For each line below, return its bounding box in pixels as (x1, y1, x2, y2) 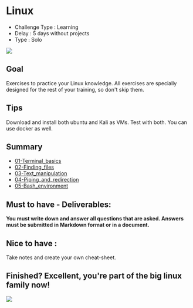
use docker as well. (6, 125, 53, 132)
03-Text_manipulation (14, 170, 67, 177)
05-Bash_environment (14, 182, 69, 189)
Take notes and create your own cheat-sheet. (6, 254, 116, 261)
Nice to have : (6, 238, 57, 248)
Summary (6, 142, 43, 152)
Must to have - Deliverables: (6, 199, 111, 209)
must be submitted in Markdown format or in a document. (6, 222, 150, 229)
